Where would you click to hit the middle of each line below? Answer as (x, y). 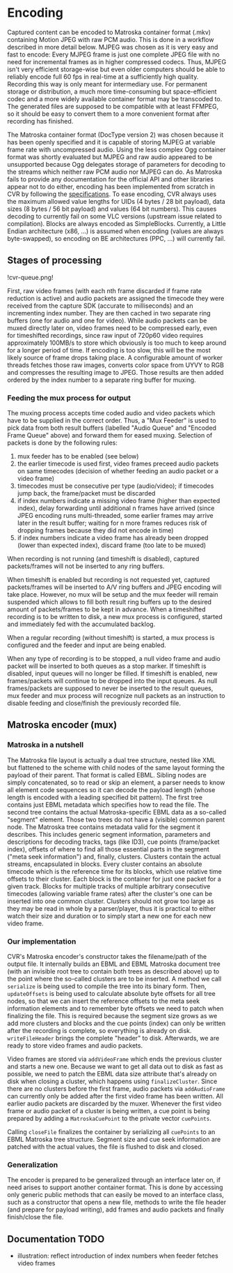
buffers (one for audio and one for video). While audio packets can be (107, 320)
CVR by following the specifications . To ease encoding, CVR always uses (112, 194)
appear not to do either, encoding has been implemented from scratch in (111, 186)
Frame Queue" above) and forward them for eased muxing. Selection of (110, 435)
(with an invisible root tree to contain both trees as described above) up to (113, 971)
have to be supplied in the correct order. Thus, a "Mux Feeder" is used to (112, 421)
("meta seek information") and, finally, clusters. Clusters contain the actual (114, 856)
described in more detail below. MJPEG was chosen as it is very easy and (113, 47)
